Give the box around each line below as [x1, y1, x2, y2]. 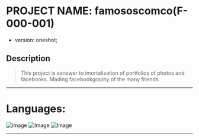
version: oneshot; [14, 36, 57, 43]
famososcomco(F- [94, 4, 188, 18]
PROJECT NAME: [6, 4, 93, 18]
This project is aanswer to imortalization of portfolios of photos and [20, 69, 185, 77]
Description [6, 53, 50, 63]
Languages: [6, 102, 66, 115]
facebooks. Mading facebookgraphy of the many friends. [20, 75, 161, 82]
